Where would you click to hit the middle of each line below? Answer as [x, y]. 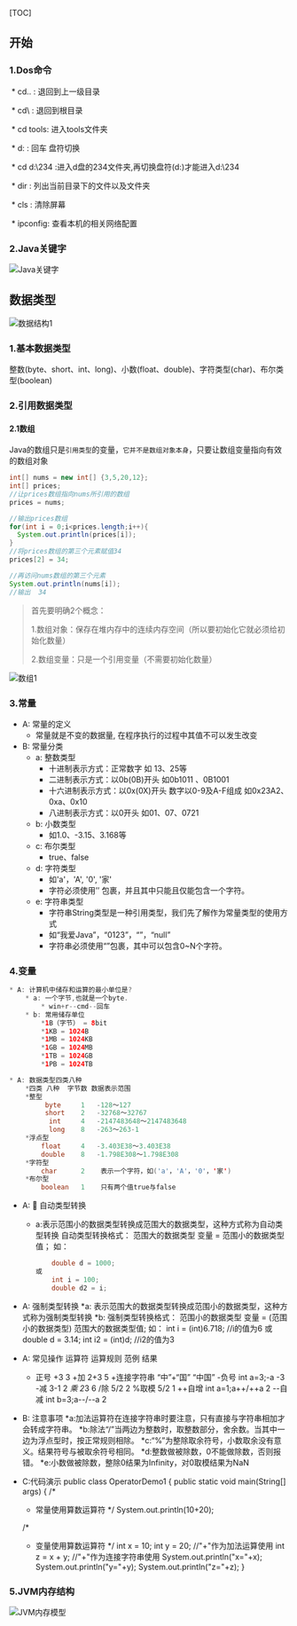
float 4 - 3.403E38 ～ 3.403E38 [106, 1146]
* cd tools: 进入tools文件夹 [59, 129]
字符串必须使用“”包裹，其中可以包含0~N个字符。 [138, 946]
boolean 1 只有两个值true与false [109, 1188]
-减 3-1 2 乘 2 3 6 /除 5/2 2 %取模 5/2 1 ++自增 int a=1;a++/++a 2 [153, 1388]
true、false [69, 857]
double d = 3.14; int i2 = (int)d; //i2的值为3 [98, 1339]
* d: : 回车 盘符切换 [46, 148]
